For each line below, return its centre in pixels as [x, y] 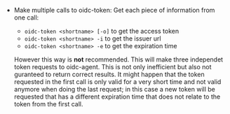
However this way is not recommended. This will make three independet [118, 59]
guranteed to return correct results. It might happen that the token [109, 74]
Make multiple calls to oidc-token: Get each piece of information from [114, 10]
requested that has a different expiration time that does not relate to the [117, 97]
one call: [26, 17]
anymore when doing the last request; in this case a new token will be [115, 89]
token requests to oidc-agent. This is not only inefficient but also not [113, 67]
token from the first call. [48, 104]
